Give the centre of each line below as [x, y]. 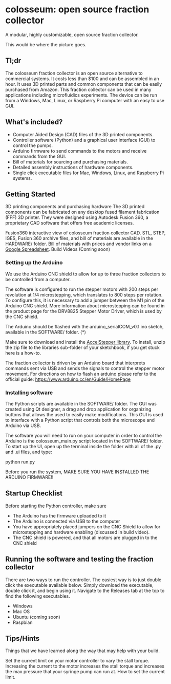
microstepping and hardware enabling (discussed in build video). [81, 532]
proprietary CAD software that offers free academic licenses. [70, 223]
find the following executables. [38, 596]
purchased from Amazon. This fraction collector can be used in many [79, 89]
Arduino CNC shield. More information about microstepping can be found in [85, 306]
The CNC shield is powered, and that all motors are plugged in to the [85, 538]
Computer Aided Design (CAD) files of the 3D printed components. [83, 134]
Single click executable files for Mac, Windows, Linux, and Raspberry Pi [88, 173]
